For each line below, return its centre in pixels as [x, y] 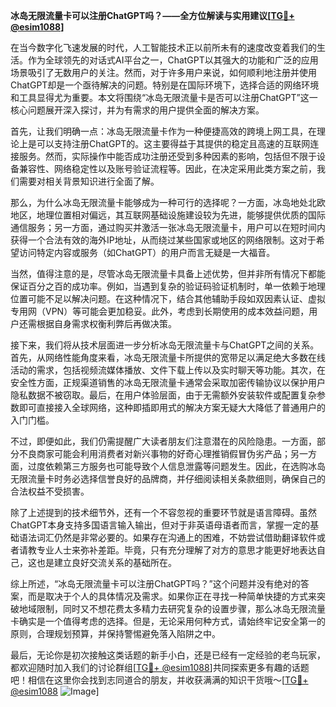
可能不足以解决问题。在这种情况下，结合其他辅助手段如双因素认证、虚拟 [176, 298]
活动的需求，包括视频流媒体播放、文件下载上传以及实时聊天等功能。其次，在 [168, 370]
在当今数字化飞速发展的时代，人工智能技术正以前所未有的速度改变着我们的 [163, 47]
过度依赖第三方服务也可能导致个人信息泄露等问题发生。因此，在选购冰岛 [176, 466]
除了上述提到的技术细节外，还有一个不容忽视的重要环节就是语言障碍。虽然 [163, 512]
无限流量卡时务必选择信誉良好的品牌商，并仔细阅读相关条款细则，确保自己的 [168, 478]
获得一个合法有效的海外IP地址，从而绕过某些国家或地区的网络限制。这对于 [163, 240]
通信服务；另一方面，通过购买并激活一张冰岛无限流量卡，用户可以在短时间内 [168, 227]
